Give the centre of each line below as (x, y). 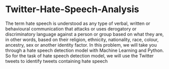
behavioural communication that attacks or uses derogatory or (71, 28)
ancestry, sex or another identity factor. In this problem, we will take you (81, 45)
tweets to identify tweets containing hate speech (57, 61)
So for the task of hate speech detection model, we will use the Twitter (80, 56)
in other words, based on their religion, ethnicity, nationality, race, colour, (82, 40)
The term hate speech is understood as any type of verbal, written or (78, 23)
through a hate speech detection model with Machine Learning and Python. (85, 50)
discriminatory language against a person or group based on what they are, (85, 34)
